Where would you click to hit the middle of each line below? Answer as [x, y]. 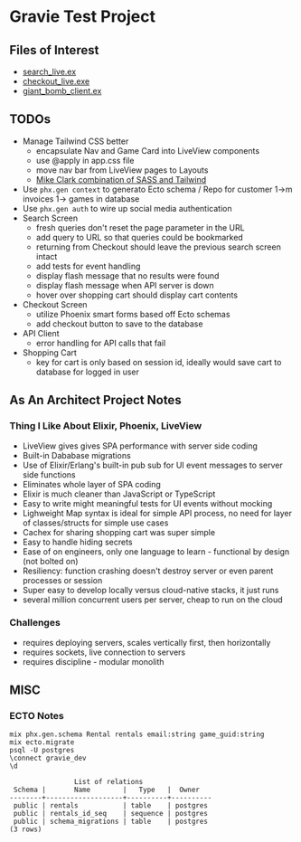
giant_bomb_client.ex [62, 91]
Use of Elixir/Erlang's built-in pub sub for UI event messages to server [152, 465]
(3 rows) [26, 829]
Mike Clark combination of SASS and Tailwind [121, 179]
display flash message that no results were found [127, 275]
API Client [41, 333]
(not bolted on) [50, 561]
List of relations [108, 782]
